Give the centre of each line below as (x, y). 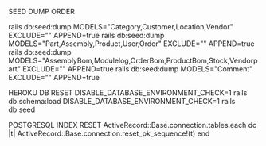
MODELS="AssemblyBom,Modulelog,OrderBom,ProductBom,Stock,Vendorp (133, 60)
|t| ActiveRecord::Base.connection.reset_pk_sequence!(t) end (109, 133)
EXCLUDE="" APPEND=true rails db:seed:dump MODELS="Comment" (138, 69)
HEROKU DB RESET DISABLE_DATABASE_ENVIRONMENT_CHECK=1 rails (128, 93)
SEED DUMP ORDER (42, 12)
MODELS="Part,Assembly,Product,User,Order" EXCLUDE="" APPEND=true (131, 44)
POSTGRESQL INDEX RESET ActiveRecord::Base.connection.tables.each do (133, 125)
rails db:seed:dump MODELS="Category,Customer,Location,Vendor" (121, 27)
